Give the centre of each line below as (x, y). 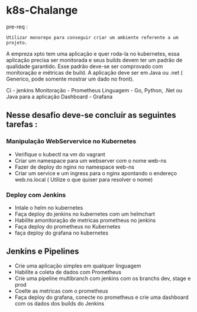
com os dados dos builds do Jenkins (59, 303)
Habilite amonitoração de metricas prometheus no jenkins (85, 220)
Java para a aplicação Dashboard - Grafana (59, 97)
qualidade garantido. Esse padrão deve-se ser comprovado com (85, 66)
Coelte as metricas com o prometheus (61, 291)
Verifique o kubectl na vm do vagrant (60, 154)
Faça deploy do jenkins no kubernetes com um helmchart (85, 214)
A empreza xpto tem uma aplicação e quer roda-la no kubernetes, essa (93, 53)
